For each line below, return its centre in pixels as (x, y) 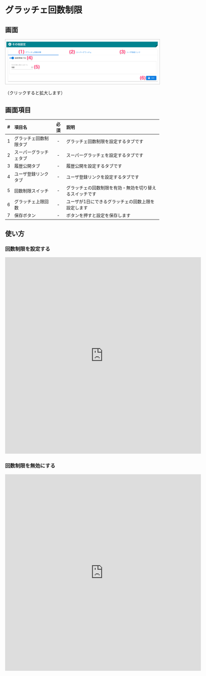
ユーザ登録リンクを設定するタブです (103, 177)
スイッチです (83, 194)
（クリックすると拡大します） (35, 93)
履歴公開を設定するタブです (94, 166)
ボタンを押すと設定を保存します (98, 215)
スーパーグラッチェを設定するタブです (105, 155)
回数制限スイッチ (32, 191)
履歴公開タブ (27, 166)
